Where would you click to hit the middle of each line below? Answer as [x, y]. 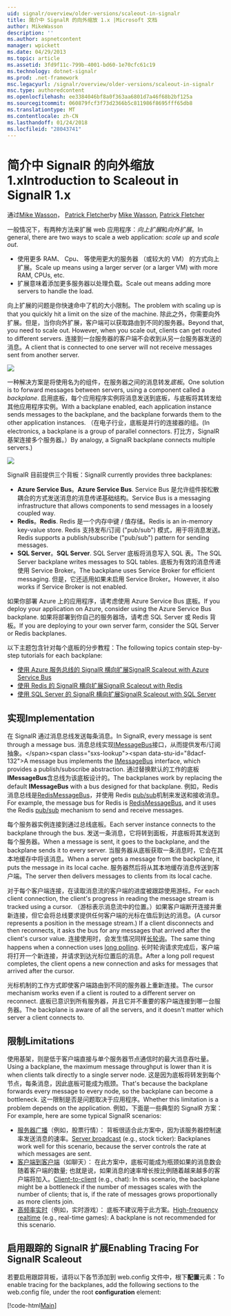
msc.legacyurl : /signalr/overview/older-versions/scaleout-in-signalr [111, 84]
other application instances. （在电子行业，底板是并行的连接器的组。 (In [109, 423]
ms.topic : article [33, 59]
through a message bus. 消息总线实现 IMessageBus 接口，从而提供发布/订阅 [114, 745]
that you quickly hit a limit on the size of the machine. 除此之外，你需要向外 [114, 314]
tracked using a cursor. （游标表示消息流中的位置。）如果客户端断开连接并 [112, 907]
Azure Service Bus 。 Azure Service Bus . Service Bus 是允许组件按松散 [118, 490]
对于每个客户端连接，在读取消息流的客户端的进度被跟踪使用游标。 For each [113, 891]
